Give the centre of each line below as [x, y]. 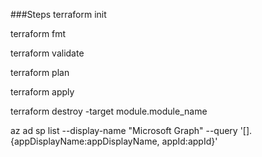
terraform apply [42, 92]
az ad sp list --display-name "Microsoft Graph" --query [124, 130]
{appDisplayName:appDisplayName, [85, 141]
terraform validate [47, 53]
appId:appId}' [189, 141]
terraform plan [40, 72]
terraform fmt [38, 33]
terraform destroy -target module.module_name [109, 111]
